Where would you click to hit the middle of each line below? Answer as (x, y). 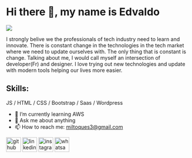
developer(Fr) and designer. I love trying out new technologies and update (96, 64)
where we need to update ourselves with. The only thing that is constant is (96, 51)
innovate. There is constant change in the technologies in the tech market (95, 45)
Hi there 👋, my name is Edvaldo (83, 12)
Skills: (18, 89)
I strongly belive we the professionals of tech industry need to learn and (93, 39)
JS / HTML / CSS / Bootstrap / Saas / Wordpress (65, 102)
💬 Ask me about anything (45, 120)
